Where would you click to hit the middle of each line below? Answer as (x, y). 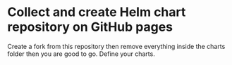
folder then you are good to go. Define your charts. (81, 54)
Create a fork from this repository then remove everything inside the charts (116, 46)
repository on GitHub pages (90, 27)
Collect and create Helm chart (97, 12)
